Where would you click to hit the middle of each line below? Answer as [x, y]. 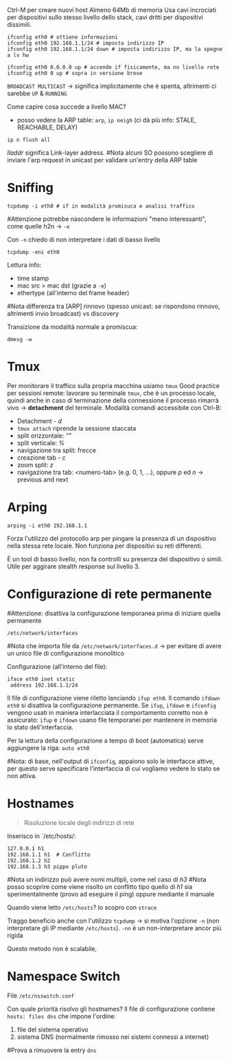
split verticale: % [41, 442]
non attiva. [22, 775]
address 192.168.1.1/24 [44, 685]
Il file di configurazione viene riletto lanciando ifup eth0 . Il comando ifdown [114, 698]
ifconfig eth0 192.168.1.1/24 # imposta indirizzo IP [86, 43]
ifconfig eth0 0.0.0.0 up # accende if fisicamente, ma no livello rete [113, 67]
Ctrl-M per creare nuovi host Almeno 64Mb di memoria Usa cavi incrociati [112, 10]
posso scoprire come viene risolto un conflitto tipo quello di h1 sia [100, 886]
